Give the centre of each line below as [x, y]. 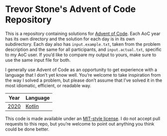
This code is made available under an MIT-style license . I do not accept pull [83, 119]
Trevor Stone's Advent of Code [71, 9]
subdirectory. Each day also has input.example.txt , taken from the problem [83, 44]
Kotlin [32, 106]
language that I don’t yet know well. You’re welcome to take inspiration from [83, 75]
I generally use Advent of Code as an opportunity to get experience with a [81, 69]
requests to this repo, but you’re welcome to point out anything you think [80, 124]
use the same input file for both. [38, 60]
